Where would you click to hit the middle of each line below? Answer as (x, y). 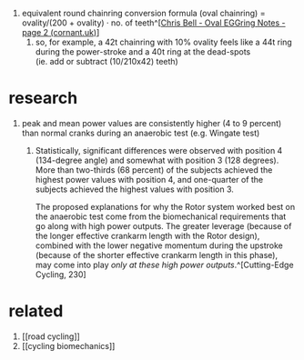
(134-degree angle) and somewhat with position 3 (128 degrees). (157, 160)
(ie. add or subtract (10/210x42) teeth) (106, 61)
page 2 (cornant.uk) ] (61, 32)
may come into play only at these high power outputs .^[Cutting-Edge (164, 265)
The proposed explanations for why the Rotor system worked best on (165, 206)
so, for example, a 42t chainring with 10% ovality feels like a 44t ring (163, 42)
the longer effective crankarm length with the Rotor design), (147, 235)
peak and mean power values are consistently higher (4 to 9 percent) (152, 123)
